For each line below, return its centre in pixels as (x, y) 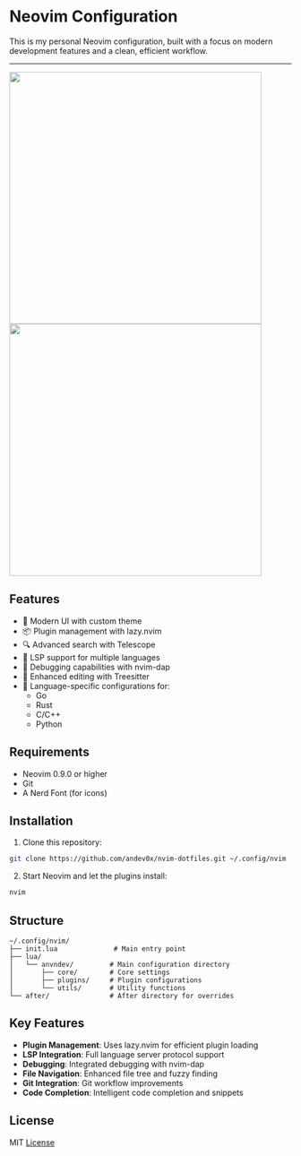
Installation (41, 820)
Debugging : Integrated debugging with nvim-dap (113, 1064)
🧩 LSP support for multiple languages (91, 657)
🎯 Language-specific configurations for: (96, 686)
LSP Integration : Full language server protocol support (123, 1054)
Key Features (47, 1023)
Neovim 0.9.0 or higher (64, 773)
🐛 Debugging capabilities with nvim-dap (96, 667)
